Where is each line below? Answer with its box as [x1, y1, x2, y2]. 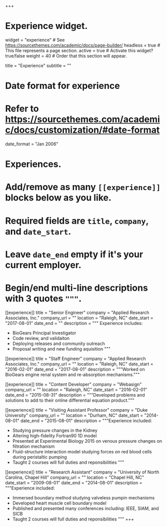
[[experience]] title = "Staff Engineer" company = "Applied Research [5, 356, 146, 362]
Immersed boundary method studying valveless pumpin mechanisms [12, 494, 155, 500]
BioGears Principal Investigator [12, 329, 76, 336]
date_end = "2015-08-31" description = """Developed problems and [5, 392, 145, 398]
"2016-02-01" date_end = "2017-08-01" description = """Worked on [5, 366, 145, 372]
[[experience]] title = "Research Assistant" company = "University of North [5, 469, 159, 475]
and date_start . [5, 226, 71, 237]
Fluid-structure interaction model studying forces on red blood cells [12, 448, 152, 454]
